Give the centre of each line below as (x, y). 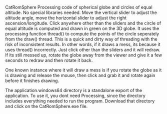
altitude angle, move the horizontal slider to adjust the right (66, 18)
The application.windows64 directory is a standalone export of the (74, 90)
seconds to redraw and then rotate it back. (49, 60)
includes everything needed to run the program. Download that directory (80, 101)
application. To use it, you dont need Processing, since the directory (75, 95)
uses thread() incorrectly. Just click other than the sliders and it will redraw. (83, 50)
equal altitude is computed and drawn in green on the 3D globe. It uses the (82, 28)
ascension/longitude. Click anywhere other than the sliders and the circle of (83, 23)
